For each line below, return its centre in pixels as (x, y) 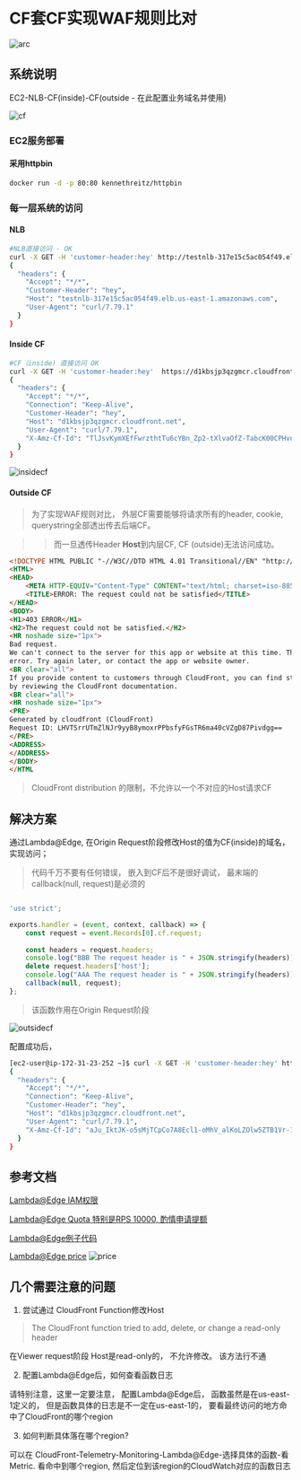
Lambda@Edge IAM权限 (54, 1200)
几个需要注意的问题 (62, 1287)
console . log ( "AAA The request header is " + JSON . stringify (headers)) (160, 975)
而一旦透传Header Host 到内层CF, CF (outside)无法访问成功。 (166, 544)
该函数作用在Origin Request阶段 (90, 1010)
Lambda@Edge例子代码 (53, 1239)
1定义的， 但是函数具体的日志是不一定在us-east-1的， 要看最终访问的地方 (144, 1406)
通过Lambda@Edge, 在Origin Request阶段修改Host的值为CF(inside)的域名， (150, 842)
